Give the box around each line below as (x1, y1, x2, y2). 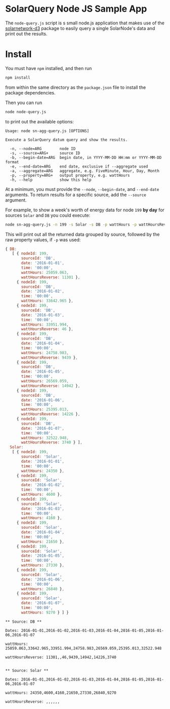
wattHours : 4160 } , (21, 515, 62, 521)
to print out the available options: (5, 118, 74, 124)
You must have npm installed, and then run (5, 65, 92, 71)
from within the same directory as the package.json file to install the (5, 84, 146, 90)
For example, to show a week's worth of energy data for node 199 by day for (5, 207, 164, 213)
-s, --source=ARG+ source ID (10, 150, 80, 155)
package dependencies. (5, 89, 56, 95)
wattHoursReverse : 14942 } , (21, 383, 80, 389)
